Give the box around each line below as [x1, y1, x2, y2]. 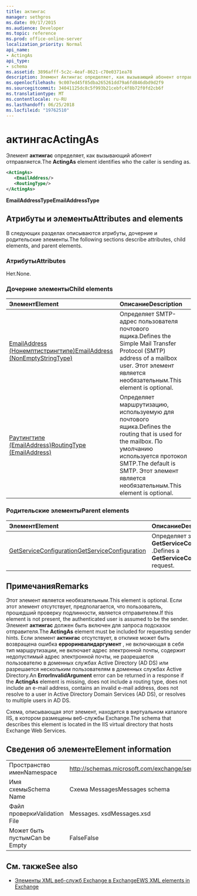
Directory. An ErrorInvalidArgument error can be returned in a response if [6, 672, 184, 679]
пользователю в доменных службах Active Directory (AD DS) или [6, 659, 169, 666]
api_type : [6, 58, 30, 64]
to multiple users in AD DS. [6, 697, 71, 704]
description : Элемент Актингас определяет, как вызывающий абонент [6, 74, 175, 80]
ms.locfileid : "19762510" [6, 107, 69, 113]
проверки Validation [9, 809, 64, 818]
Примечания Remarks [6, 581, 89, 591]
